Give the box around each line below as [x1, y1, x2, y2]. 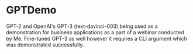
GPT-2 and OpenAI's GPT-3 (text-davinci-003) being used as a [6, 23, 158, 30]
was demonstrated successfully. [6, 41, 84, 48]
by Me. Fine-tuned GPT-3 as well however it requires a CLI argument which [6, 35, 188, 42]
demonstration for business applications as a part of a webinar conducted [6, 28, 184, 35]
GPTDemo [6, 3, 57, 17]
